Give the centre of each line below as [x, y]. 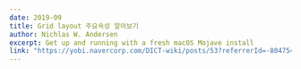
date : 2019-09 [36, 17]
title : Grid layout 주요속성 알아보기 [74, 26]
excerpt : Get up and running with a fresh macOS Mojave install [132, 43]
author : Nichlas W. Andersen [64, 34]
